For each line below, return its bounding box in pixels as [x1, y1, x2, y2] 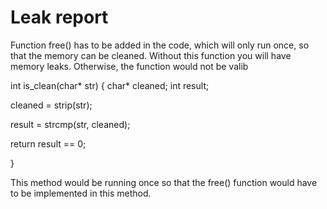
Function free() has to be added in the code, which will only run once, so [10, 39, 310, 51]
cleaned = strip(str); [10, 99, 93, 111]
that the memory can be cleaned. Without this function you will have [10, 49, 292, 61]
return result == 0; [10, 137, 87, 150]
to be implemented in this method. [10, 187, 152, 199]
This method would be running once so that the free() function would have [10, 176, 318, 188]
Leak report [10, 6, 109, 29]
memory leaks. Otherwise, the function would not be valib [10, 60, 249, 72]
